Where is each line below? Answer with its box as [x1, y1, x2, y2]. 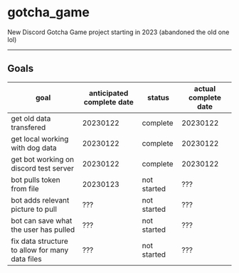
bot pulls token [11, 175, 60, 185]
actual [193, 83, 216, 93]
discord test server [11, 163, 75, 173]
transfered [11, 122, 46, 132]
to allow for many [11, 245, 69, 255]
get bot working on [11, 154, 75, 164]
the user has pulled [11, 225, 75, 235]
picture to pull [11, 204, 57, 214]
